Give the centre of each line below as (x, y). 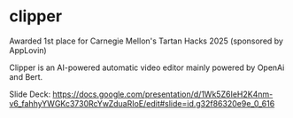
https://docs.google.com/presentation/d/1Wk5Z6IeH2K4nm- (163, 94)
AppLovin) (28, 50)
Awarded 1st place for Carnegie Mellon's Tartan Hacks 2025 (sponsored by (146, 41)
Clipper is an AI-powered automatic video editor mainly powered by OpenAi (147, 67)
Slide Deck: (30, 94)
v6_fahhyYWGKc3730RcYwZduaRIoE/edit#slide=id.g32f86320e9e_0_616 (142, 103)
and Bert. (26, 76)
